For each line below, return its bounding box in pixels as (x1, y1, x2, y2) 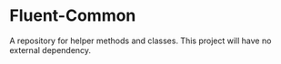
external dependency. (9, 44, 92, 55)
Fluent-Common (9, 5, 136, 26)
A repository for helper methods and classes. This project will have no (9, 35, 272, 46)
